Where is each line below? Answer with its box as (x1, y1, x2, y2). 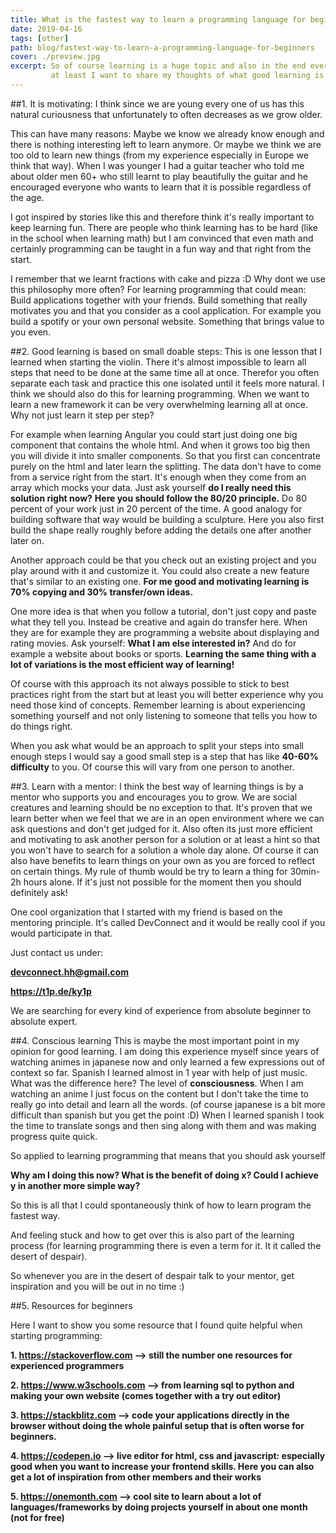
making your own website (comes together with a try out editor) (10, 1389, 282, 1401)
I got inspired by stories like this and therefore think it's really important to (10, 211, 315, 223)
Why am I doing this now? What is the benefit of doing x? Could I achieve (10, 1169, 319, 1181)
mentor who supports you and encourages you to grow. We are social (10, 791, 298, 803)
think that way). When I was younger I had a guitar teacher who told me (10, 159, 305, 171)
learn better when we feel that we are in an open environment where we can (10, 812, 325, 824)
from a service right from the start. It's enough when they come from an (10, 471, 307, 483)
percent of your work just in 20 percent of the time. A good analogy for (10, 502, 303, 515)
